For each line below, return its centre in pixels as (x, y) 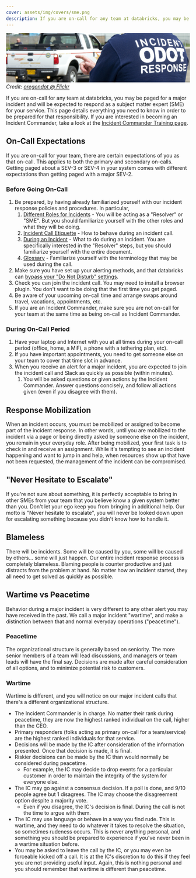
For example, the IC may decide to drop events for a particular (98, 770)
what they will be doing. (52, 227)
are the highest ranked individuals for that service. (75, 739)
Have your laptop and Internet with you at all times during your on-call (99, 342)
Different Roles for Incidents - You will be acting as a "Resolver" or (103, 214)
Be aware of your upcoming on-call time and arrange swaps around (96, 295)
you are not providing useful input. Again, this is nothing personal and (98, 863)
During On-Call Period (38, 329)
